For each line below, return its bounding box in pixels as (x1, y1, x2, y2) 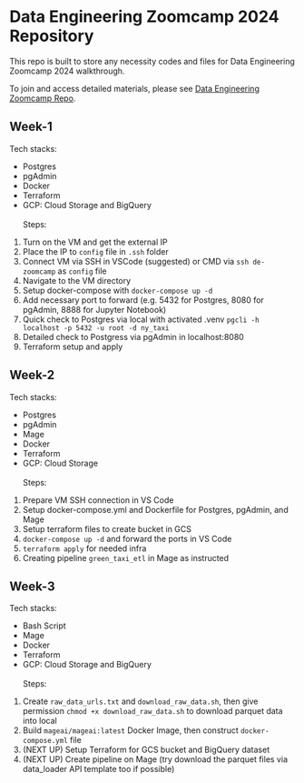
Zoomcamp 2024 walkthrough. (9, 65, 125, 76)
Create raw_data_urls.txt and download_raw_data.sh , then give (22, 696, 259, 707)
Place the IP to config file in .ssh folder (22, 246, 170, 256)
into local (22, 716, 57, 727)
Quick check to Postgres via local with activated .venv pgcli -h (22, 314, 260, 325)
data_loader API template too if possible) (22, 764, 175, 775)
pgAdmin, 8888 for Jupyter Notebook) (22, 304, 167, 315)
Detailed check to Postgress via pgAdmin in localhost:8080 (22, 331, 245, 342)
